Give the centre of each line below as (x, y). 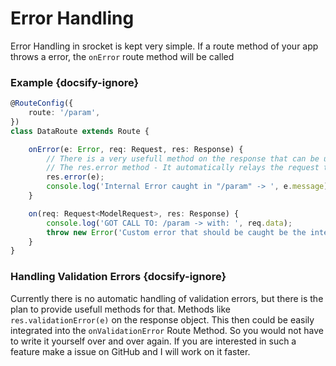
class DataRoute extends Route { (80, 131)
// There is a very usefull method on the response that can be (183, 158)
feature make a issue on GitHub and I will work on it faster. (130, 351)
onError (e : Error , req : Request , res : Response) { (136, 149)
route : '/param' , (64, 113)
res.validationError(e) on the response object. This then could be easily (162, 319)
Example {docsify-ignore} (75, 82)
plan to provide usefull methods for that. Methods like (120, 309)
